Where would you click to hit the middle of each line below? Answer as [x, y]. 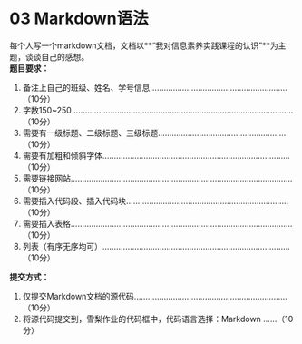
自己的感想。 [64, 56]
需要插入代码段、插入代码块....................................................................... [156, 201]
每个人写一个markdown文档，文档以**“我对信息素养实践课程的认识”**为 [144, 45]
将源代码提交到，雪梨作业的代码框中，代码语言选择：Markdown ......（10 [158, 319]
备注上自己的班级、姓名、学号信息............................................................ [155, 87]
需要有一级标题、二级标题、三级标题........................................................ [154, 133]
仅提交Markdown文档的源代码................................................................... [155, 296]
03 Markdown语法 [79, 19]
